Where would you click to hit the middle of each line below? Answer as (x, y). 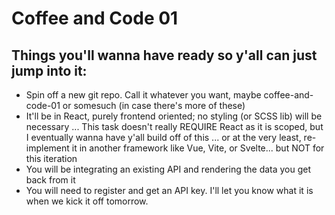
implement (47, 148)
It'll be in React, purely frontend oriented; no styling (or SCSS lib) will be (174, 116)
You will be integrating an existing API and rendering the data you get (168, 169)
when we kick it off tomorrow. (87, 201)
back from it (50, 180)
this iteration (51, 158)
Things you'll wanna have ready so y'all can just (164, 55)
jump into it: (49, 70)
